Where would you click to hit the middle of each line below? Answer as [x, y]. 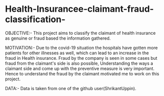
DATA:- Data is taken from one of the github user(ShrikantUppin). [71, 88]
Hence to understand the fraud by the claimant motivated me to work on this [82, 73]
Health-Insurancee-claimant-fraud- [80, 9]
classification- [35, 19]
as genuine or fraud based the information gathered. [58, 38]
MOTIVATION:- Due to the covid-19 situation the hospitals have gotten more [82, 48]
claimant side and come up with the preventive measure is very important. [80, 68]
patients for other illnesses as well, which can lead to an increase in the [77, 53]
